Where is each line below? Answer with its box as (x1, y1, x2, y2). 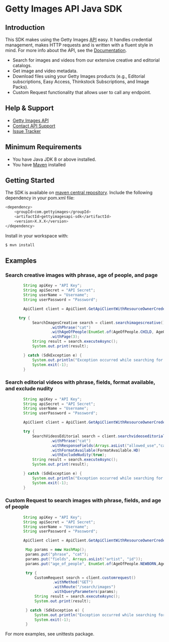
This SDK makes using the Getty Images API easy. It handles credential (5, 36, 152, 42)
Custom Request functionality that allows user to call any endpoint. (12, 89, 151, 95)
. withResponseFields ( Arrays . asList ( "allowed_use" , (50, 443, 158, 448)
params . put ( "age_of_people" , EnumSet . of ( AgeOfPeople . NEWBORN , (25, 561, 158, 566)
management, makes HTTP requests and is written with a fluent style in (5, 42, 153, 48)
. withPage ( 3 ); (50, 334, 80, 339)
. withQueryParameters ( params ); (52, 589, 118, 594)
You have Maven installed (12, 161, 66, 167)
